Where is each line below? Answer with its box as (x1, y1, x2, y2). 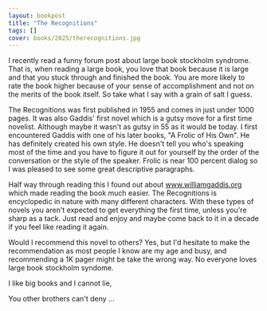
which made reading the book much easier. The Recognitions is (8, 188, 218, 198)
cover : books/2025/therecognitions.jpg (8, 33, 141, 42)
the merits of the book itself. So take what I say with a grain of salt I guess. (8, 89, 253, 100)
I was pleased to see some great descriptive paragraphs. (8, 164, 195, 174)
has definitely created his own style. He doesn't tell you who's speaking (8, 139, 245, 148)
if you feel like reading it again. (8, 222, 109, 232)
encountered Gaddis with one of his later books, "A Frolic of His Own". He (8, 131, 250, 140)
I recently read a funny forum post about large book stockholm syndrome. (8, 56, 251, 65)
